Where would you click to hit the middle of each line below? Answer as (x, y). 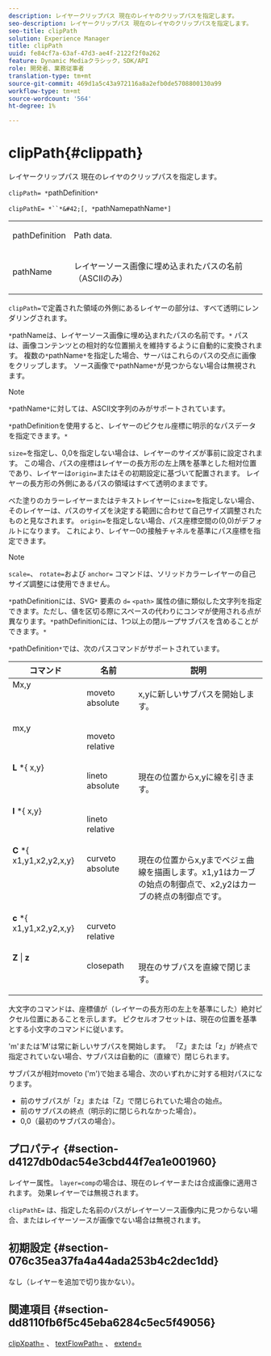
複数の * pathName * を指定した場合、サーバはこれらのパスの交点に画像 (140, 356)
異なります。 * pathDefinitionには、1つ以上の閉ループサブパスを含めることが (133, 621)
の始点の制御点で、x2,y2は (189, 885)
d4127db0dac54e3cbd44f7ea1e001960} (113, 1162)
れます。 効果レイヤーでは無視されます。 (75, 1193)
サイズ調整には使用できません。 (61, 584)
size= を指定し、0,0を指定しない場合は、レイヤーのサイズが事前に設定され (132, 453)
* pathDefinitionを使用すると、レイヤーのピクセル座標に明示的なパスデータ (132, 426)
